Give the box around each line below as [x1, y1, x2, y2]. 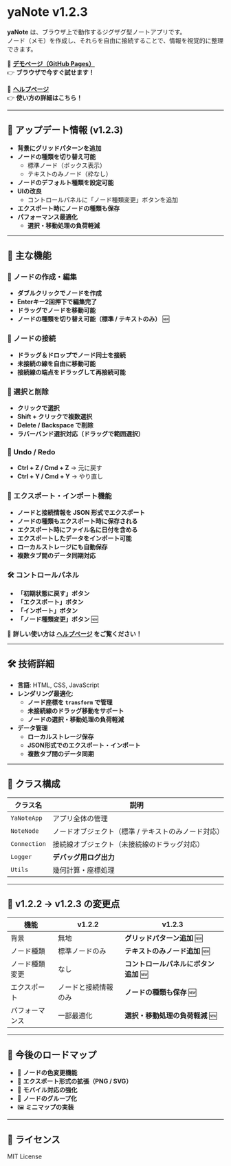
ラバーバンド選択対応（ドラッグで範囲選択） [16, 430, 144, 438]
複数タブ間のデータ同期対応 [16, 551, 96, 560]
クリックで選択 [16, 404, 60, 412]
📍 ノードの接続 [7, 334, 56, 343]
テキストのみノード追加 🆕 [124, 946, 210, 956]
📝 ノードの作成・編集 [7, 273, 77, 282]
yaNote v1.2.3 [7, 4, 88, 20]
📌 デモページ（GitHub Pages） [7, 59, 95, 67]
